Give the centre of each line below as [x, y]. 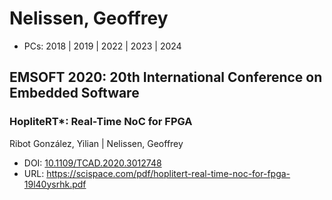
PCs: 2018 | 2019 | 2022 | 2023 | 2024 [102, 46]
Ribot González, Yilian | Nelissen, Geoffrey [96, 143]
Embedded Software [74, 93]
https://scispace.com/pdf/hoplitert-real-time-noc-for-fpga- [168, 173]
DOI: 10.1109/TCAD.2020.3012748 [92, 163]
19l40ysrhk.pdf [55, 184]
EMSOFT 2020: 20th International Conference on [166, 77]
